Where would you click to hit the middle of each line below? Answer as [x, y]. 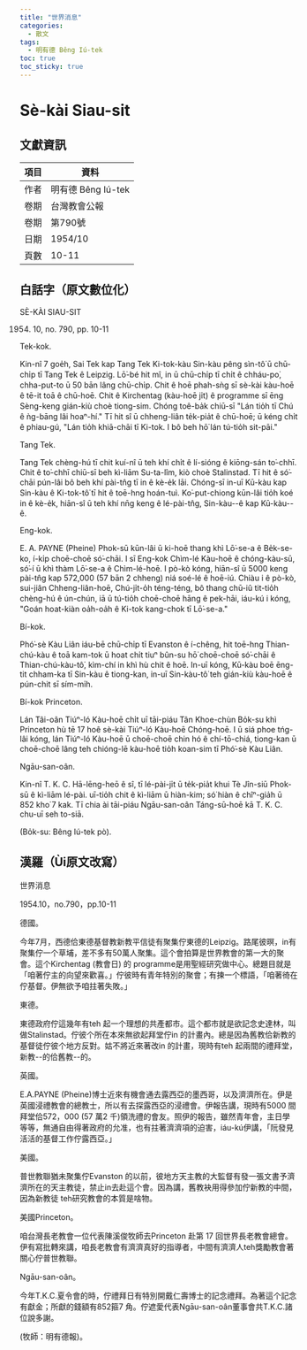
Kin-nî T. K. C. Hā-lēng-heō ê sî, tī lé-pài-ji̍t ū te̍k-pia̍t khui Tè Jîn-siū [144, 784]
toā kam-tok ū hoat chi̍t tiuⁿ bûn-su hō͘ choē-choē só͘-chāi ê [167, 655]
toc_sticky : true [52, 67]
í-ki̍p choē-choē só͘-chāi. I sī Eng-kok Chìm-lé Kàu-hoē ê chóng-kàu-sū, [164, 558]
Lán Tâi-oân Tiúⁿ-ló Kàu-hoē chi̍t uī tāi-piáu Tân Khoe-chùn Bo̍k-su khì [148, 719]
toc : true [38, 58]
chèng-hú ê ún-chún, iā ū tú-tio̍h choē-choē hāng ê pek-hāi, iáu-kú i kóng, [155, 598]
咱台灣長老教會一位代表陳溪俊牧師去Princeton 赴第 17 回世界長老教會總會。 [156, 1236]
